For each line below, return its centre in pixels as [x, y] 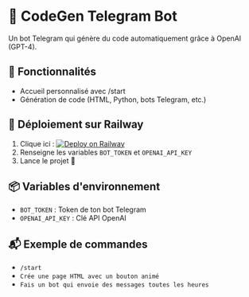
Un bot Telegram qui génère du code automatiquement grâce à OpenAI [125, 38]
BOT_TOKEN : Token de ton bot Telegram [83, 209]
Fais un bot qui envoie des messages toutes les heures [114, 285]
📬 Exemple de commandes [78, 244]
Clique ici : [37, 143]
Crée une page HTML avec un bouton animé [89, 277]
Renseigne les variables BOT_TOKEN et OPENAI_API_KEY [106, 152]
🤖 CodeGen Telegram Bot [93, 16]
